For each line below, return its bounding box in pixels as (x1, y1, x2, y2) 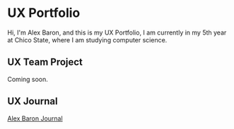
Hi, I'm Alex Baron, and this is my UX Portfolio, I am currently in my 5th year (7, 28, 227, 37)
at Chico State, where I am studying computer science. (7, 35, 168, 44)
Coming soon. (7, 75, 48, 83)
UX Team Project (7, 56, 83, 68)
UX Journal (7, 95, 58, 107)
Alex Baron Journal (7, 114, 63, 123)
